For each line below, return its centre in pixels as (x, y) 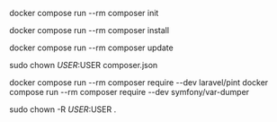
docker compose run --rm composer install (89, 30)
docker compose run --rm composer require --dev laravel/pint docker (139, 83)
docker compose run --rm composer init (84, 13)
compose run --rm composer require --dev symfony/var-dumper (130, 92)
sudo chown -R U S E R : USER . (63, 109)
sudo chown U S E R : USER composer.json (84, 65)
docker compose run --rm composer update (91, 48)
